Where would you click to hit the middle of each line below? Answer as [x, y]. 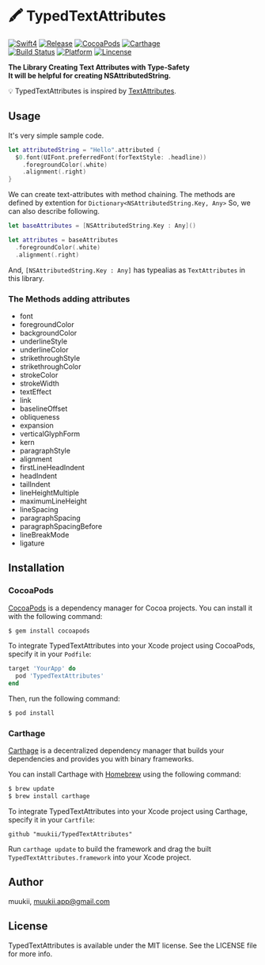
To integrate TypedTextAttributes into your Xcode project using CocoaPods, [132, 646]
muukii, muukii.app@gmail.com [59, 901]
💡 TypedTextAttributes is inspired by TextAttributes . [92, 91]
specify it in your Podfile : [50, 654]
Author [26, 882]
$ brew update [32, 789]
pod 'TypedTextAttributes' [60, 676]
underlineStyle [44, 341]
